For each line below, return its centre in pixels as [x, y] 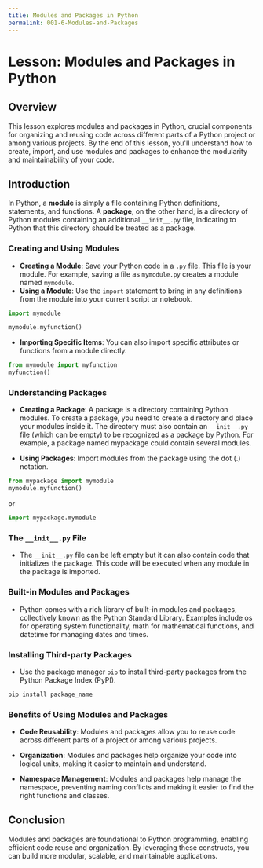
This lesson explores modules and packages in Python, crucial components [130, 126]
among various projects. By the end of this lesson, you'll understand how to [130, 143]
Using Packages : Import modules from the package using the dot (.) [130, 458]
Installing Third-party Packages [70, 654]
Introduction [39, 184]
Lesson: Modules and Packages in [122, 62]
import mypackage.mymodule [52, 518]
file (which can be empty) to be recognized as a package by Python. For [136, 435]
